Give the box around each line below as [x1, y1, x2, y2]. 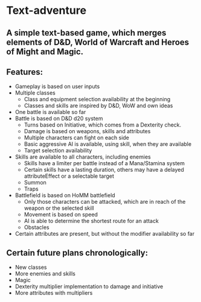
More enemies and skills [14, 270, 75, 277]
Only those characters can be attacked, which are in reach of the [24, 198, 186, 206]
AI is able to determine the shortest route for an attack [24, 218, 159, 225]
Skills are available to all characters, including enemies [14, 153, 151, 160]
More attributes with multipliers [14, 289, 93, 297]
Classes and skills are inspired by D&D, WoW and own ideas [24, 102, 173, 109]
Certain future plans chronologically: [6, 248, 148, 258]
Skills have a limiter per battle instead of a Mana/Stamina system [24, 160, 185, 167]
